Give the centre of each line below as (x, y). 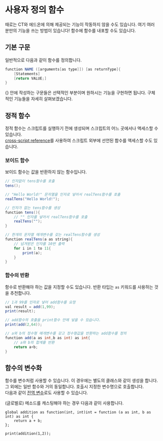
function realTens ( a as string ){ (39, 239)
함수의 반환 (17, 275)
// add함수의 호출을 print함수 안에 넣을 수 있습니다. (53, 320)
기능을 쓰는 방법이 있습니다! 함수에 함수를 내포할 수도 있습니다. (77, 30)
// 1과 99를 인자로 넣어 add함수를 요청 (40, 302)
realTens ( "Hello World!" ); (32, 199)
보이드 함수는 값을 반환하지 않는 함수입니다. (46, 172)
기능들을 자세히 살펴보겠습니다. (43, 99)
